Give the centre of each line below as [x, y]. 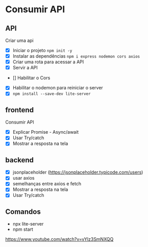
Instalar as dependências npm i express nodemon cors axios [76, 56]
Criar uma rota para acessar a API [48, 62]
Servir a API [25, 68]
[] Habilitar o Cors [31, 78]
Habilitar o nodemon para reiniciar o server [58, 88]
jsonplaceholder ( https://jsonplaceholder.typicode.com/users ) [78, 172]
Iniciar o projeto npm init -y [42, 50]
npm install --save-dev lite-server [52, 94]
